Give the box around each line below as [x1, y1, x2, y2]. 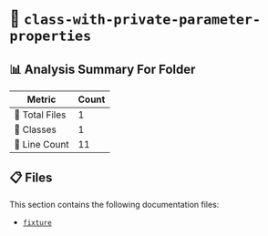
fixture [22, 218, 52, 227]
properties [9, 27, 92, 45]
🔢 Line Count [14, 139, 70, 150]
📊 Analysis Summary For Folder [9, 61, 196, 77]
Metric [26, 93, 57, 106]
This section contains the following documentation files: [9, 199, 220, 210]
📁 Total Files [14, 108, 67, 121]
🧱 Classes [14, 123, 57, 136]
